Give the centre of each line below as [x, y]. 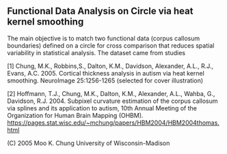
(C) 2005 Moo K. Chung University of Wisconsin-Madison [89, 143]
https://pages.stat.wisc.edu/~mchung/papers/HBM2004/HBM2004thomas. [113, 123]
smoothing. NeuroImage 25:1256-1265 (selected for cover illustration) [105, 80]
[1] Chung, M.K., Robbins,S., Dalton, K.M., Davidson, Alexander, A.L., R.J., [110, 66]
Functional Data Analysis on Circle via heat [100, 11]
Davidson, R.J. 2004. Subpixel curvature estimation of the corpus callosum [112, 101]
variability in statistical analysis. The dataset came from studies [96, 52]
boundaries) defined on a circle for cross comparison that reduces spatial [111, 45]
